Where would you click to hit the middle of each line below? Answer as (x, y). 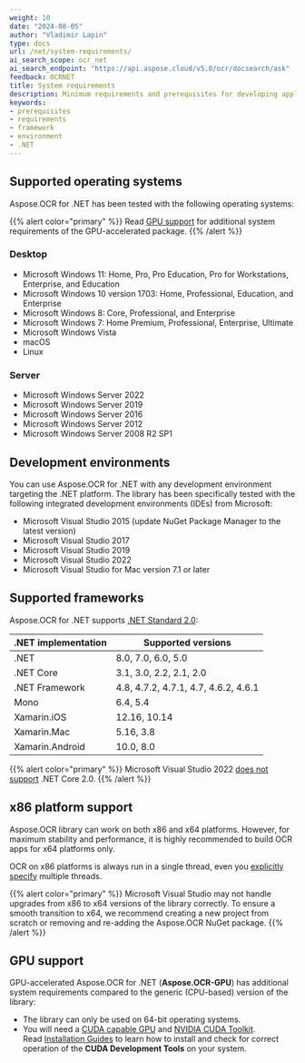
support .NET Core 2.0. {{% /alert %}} (80, 778)
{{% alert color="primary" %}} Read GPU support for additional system (142, 221)
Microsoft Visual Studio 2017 (76, 540)
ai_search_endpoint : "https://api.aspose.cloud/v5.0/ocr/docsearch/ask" (150, 69)
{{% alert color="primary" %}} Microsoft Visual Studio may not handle (141, 894)
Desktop (29, 254)
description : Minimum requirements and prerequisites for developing (144, 94)
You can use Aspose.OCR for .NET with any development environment (141, 484)
